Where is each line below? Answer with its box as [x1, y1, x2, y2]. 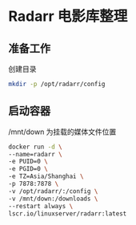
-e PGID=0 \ [8, 165, 48, 173]
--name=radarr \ [8, 150, 62, 158]
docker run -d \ [8, 143, 62, 151]
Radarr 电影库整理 [8, 7, 128, 26]
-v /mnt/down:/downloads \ [8, 195, 98, 203]
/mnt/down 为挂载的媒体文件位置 [8, 127, 117, 136]
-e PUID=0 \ [8, 157, 48, 166]
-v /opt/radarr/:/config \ [8, 187, 98, 195]
